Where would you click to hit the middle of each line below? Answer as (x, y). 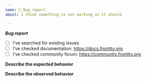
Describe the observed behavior (39, 73)
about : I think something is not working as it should (63, 14)
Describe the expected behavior (39, 64)
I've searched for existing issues (46, 42)
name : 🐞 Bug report (25, 10)
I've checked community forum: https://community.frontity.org (76, 54)
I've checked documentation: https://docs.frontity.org (67, 48)
